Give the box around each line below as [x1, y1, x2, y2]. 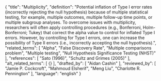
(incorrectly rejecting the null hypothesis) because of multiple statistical [5, 9, 148, 15]
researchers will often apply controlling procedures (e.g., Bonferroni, [5, 25, 142, 30]
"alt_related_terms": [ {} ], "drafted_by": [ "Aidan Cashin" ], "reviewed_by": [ [5, 60, 156, 66]
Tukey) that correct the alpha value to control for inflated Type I [28, 30, 155, 35]
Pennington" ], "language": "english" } [5, 71, 81, 76]
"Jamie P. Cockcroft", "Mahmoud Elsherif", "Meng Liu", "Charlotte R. [5, 66, 141, 71]
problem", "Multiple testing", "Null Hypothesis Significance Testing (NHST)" [5, 50, 156, 56]
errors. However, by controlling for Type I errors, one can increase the [5, 35, 145, 40]
